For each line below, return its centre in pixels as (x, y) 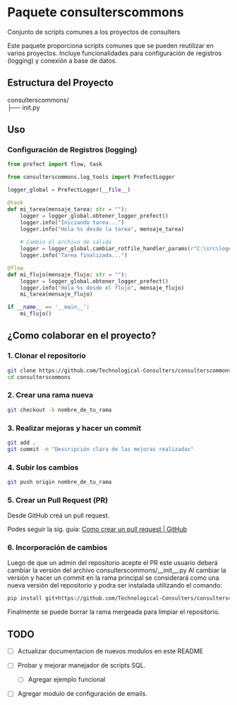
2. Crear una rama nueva (50, 395)
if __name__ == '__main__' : (49, 307)
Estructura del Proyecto (61, 83)
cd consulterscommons (39, 377)
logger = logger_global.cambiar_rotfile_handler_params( (105, 249)
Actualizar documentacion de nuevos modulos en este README (110, 651)
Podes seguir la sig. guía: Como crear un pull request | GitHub (97, 529)
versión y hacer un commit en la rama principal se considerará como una (113, 578)
